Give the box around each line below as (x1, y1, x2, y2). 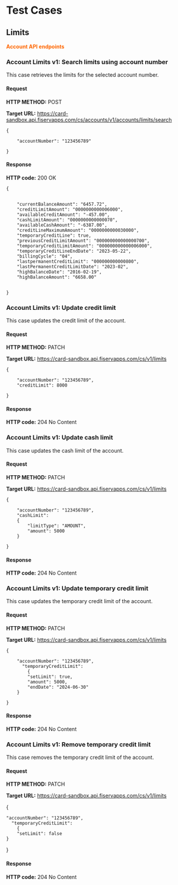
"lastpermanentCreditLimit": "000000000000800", (17, 258, 139, 265)
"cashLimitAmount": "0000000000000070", (17, 216, 118, 223)
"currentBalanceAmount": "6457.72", (17, 201, 108, 207)
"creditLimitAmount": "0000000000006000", (17, 206, 123, 212)
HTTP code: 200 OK (6, 174, 56, 181)
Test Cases (6, 4, 62, 17)
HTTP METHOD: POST (6, 98, 62, 105)
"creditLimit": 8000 (17, 382, 68, 388)
